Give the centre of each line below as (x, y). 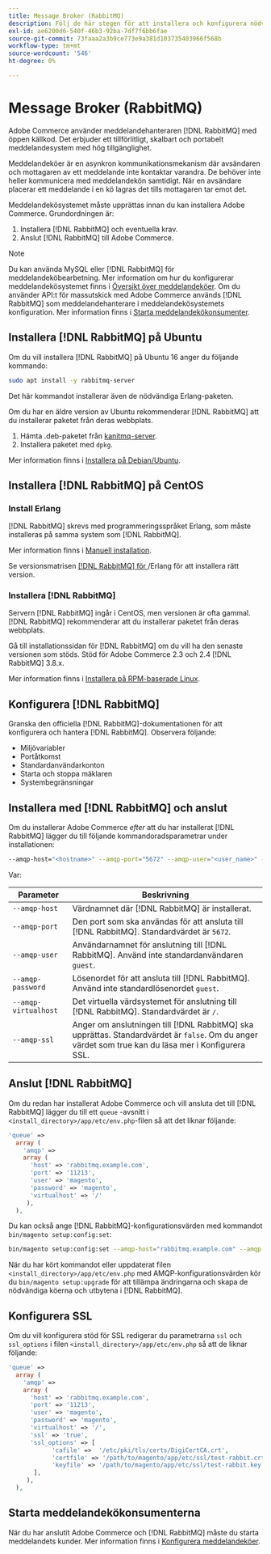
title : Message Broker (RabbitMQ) (67, 16)
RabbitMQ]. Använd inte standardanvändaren (158, 955)
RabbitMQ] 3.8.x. (36, 663)
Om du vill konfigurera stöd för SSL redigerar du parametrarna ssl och (125, 1336)
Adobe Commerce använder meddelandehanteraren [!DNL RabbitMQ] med (133, 130)
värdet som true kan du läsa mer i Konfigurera (159, 1044)
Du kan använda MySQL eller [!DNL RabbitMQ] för (92, 269)
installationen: (31, 845)
